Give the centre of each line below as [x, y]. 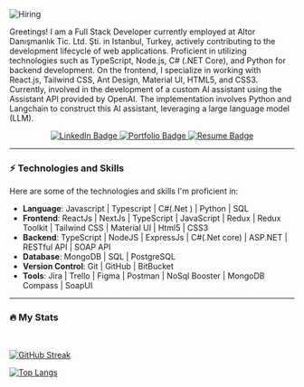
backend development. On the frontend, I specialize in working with [135, 70]
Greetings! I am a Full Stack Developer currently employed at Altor [133, 32]
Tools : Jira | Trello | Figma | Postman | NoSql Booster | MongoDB [143, 276]
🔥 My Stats [34, 317]
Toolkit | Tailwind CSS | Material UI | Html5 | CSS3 [115, 228]
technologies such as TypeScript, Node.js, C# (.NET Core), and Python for [148, 61]
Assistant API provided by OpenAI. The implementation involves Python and [151, 99]
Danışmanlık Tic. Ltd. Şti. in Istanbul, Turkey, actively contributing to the [142, 41]
